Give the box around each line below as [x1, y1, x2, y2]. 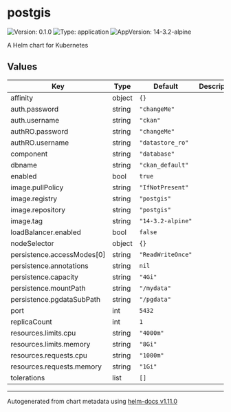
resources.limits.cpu [10, 328, 76, 338]
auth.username [10, 115, 60, 125]
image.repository [10, 205, 66, 214]
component [10, 149, 48, 158]
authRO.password [10, 126, 69, 136]
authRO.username [10, 138, 69, 147]
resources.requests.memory [10, 362, 102, 371]
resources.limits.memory [10, 339, 91, 349]
